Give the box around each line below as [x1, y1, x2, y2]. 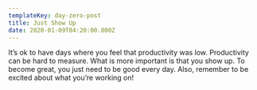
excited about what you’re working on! [8, 73, 134, 83]
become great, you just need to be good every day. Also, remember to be [8, 65, 249, 74]
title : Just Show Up [8, 19, 77, 27]
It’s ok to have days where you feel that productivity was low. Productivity [8, 48, 249, 58]
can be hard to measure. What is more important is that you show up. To [8, 56, 245, 66]
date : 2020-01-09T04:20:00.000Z [8, 26, 115, 34]
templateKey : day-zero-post [8, 11, 102, 20]
